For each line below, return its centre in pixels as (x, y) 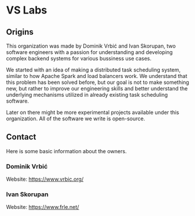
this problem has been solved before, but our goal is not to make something (98, 82)
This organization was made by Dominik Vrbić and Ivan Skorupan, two (91, 46)
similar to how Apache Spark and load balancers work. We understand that (97, 76)
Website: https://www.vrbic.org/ (45, 179)
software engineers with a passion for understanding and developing (90, 52)
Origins (20, 32)
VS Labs (27, 10)
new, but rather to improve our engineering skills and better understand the (97, 88)
